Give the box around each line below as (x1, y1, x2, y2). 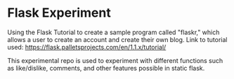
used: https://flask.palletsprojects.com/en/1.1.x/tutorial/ (7, 43, 167, 51)
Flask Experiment (7, 5, 111, 21)
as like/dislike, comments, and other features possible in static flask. (7, 64, 205, 72)
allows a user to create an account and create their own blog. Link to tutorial (7, 35, 228, 43)
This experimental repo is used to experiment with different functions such (7, 56, 223, 64)
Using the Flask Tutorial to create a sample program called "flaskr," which (7, 28, 220, 36)
